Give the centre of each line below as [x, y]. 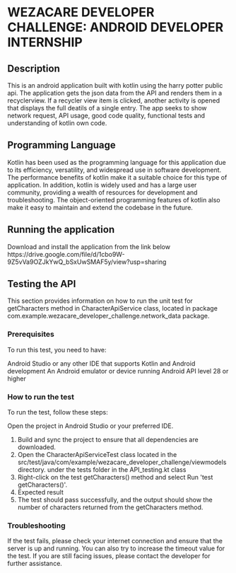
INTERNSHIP [45, 42]
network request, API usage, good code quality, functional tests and [106, 115]
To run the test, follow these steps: [58, 412]
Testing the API [42, 284]
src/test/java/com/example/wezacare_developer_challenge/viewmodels [122, 462]
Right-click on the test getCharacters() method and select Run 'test [115, 477]
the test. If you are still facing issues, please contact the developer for [109, 556]
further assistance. [35, 564]
